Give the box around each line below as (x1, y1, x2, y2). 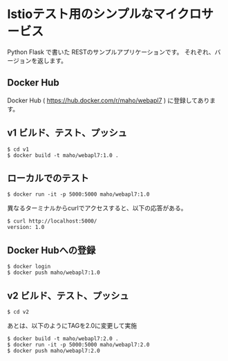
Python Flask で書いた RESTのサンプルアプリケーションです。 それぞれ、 (7, 48, 216, 56)
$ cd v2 (7, 308, 30, 315)
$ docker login (7, 263, 51, 270)
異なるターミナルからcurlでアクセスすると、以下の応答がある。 (7, 204, 187, 212)
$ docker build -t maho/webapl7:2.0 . (7, 335, 119, 342)
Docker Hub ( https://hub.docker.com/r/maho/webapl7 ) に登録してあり (7, 96, 210, 104)
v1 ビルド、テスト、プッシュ (7, 127, 128, 139)
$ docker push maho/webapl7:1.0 (7, 269, 100, 277)
